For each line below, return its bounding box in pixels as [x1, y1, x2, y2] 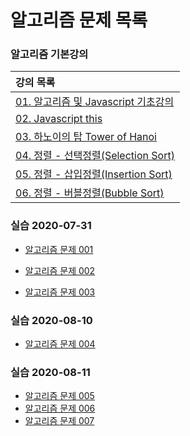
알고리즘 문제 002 [24, 264, 96, 276]
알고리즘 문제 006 [24, 402, 96, 415]
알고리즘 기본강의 [10, 47, 89, 61]
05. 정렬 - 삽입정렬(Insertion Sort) [15, 167, 173, 181]
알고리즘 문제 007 [24, 415, 95, 427]
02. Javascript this [15, 112, 103, 126]
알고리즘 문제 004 [24, 338, 96, 350]
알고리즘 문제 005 [24, 390, 95, 402]
